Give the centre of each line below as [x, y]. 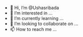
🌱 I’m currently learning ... [37, 18]
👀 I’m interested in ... [31, 13]
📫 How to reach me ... [33, 29]
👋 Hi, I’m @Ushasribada [34, 8]
